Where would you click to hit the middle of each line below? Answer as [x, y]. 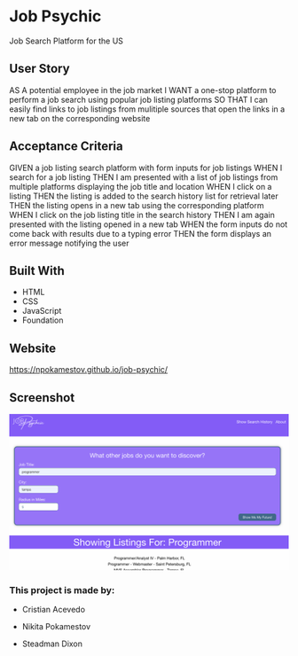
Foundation [43, 320]
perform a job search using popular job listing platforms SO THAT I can [139, 99]
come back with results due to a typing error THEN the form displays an [141, 233]
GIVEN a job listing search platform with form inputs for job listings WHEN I [146, 168]
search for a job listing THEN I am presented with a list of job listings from [144, 177]
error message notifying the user [69, 243]
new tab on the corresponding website [80, 118]
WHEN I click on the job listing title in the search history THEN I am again [142, 215]
